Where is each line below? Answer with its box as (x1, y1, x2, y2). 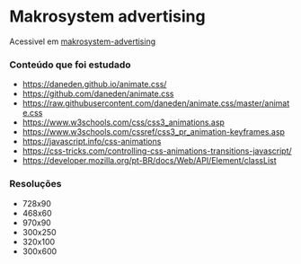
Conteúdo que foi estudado (9, 58, 132, 71)
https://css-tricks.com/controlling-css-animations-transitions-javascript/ (22, 145, 292, 156)
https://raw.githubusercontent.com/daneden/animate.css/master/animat (22, 98, 290, 109)
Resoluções (9, 178, 62, 190)
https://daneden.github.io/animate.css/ (22, 79, 167, 90)
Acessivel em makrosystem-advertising (9, 36, 155, 47)
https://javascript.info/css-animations (22, 136, 162, 147)
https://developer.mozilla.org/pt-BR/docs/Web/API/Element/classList (22, 155, 277, 166)
